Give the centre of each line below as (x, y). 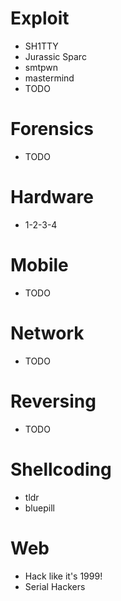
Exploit (40, 18)
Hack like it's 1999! (63, 576)
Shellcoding (61, 469)
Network (47, 333)
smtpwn (41, 67)
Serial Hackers (55, 586)
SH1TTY (41, 46)
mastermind (49, 78)
